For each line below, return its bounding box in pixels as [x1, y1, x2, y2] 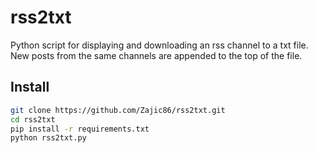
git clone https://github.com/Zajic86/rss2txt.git [10, 105, 226, 115]
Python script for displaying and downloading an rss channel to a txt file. [10, 39, 309, 51]
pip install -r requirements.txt [10, 124, 150, 134]
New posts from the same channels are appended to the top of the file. [10, 49, 303, 61]
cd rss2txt [10, 114, 56, 125]
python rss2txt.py [10, 133, 87, 143]
